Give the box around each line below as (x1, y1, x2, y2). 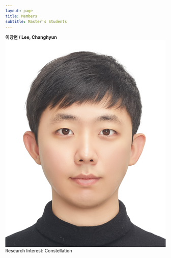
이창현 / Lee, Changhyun (5, 34, 57, 40)
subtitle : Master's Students (5, 19, 67, 24)
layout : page (5, 8, 33, 13)
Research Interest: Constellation (5, 247, 72, 253)
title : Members (5, 13, 38, 19)
